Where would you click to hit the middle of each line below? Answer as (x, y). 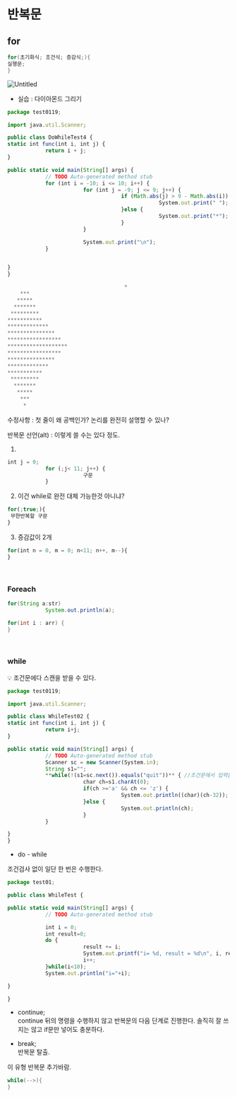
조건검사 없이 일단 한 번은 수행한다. (55, 869)
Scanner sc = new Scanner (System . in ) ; (102, 762)
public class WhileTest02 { (49, 717)
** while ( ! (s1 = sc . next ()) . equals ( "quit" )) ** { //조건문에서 (130, 776)
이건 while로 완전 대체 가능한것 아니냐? (71, 496)
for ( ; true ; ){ (26, 510)
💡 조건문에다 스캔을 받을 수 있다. (52, 677)
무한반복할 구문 (29, 516)
